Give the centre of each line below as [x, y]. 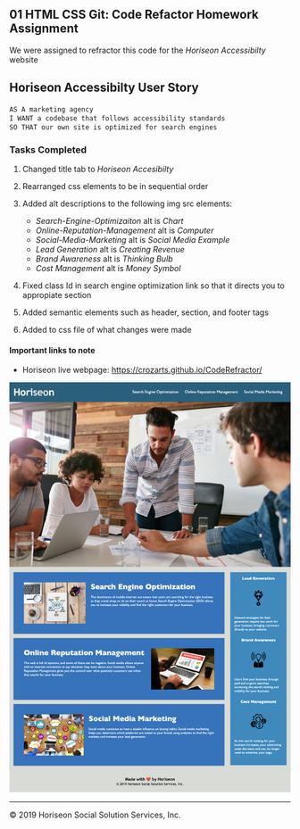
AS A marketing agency [51, 109]
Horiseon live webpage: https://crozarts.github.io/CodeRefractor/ [142, 370]
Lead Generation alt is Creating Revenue [110, 249]
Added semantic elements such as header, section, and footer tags [146, 312]
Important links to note [52, 350]
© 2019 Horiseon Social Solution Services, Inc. [95, 815]
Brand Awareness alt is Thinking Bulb [104, 259]
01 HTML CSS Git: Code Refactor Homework [134, 15]
